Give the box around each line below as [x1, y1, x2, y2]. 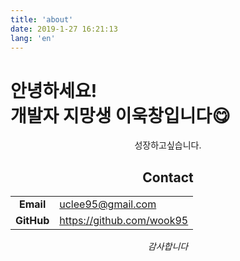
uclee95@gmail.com [59, 197, 157, 211]
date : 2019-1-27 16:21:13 [10, 24, 118, 34]
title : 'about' [10, 14, 74, 25]
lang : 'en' [10, 33, 56, 43]
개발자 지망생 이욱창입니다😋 [10, 104, 231, 127]
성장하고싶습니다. [134, 139, 202, 151]
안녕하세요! [10, 79, 98, 102]
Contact [142, 169, 194, 186]
